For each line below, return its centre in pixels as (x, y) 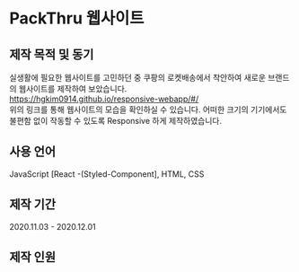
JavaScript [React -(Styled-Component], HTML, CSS (107, 174)
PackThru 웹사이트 (77, 18)
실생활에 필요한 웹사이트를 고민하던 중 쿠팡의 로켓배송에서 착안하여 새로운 (138, 78)
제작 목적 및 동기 (52, 54)
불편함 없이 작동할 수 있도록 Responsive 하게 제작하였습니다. (116, 121)
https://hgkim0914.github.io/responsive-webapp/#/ (104, 99)
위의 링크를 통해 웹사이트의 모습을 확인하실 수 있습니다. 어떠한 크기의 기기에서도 (148, 110)
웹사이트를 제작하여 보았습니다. (73, 89)
